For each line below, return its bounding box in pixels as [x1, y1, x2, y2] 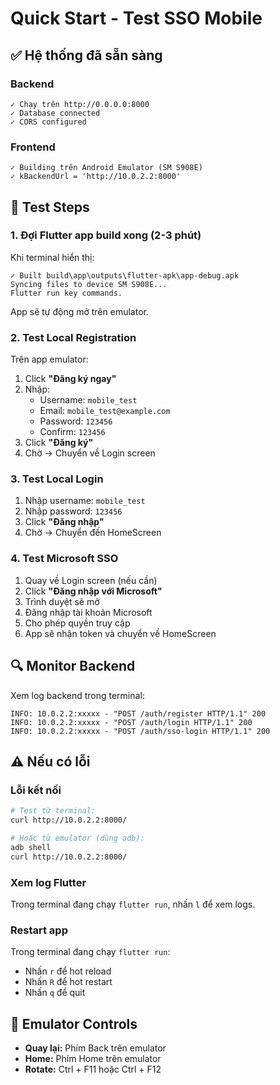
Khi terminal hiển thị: [10, 251, 95, 263]
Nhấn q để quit [24, 987, 86, 999]
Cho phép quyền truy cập [24, 617, 131, 629]
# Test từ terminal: [10, 806, 97, 816]
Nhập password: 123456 [24, 505, 123, 517]
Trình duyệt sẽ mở [24, 595, 100, 607]
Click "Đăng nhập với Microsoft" [24, 585, 163, 597]
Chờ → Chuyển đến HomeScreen [24, 527, 162, 539]
